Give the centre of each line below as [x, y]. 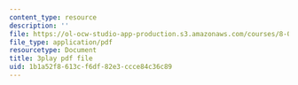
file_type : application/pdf [61, 42]
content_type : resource [53, 17]
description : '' [39, 26]
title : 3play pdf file [51, 58]
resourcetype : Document [53, 50]
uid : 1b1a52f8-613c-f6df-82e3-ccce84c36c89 [91, 67]
